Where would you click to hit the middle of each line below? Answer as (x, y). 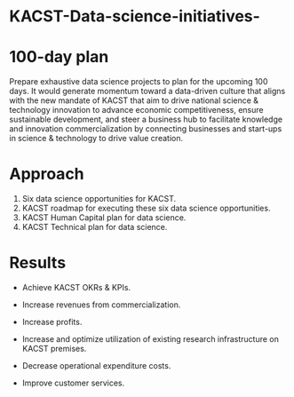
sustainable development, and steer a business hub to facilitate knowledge (146, 119)
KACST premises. (54, 349)
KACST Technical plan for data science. (95, 227)
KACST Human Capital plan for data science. (104, 218)
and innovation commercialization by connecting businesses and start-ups (146, 129)
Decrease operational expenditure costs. (96, 365)
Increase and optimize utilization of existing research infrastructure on (151, 339)
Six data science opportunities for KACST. (99, 199)
